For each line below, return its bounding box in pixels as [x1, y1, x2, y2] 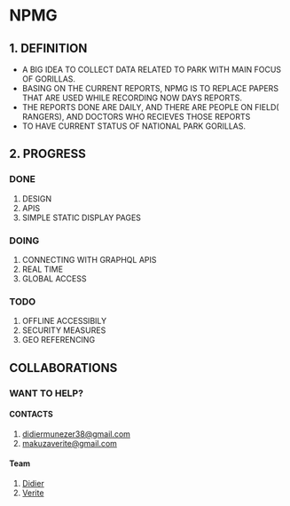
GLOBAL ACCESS [21, 273, 87, 284]
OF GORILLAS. [21, 74, 76, 84]
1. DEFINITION [9, 41, 88, 56]
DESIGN [21, 193, 52, 204]
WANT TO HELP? [9, 387, 84, 399]
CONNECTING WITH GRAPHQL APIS [21, 254, 157, 265]
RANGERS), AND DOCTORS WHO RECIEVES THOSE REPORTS [21, 112, 251, 122]
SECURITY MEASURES [21, 325, 106, 336]
